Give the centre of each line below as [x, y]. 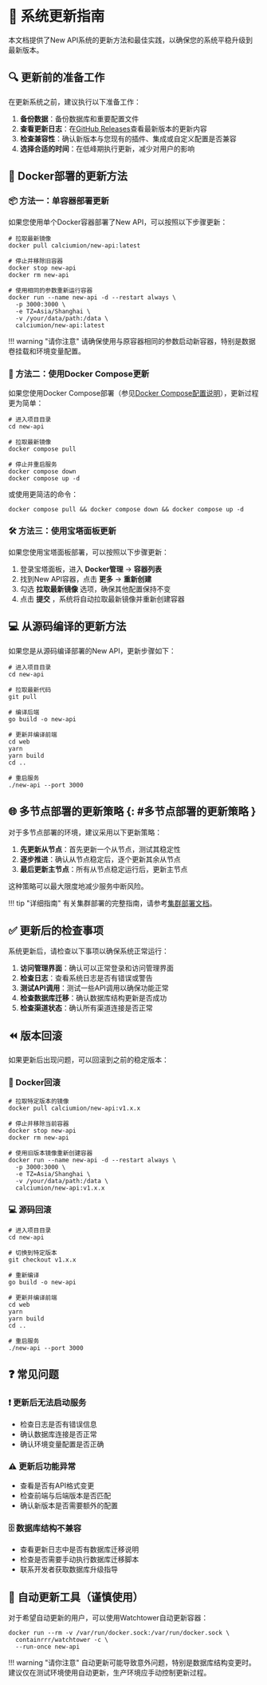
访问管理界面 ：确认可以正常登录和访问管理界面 [96, 968]
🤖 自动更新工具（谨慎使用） [76, 1597]
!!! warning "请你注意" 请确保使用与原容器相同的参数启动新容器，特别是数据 [132, 341]
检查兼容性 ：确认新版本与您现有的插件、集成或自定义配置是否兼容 [128, 138]
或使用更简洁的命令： [43, 494]
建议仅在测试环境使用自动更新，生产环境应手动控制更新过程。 [110, 1672]
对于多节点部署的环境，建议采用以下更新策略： [85, 832]
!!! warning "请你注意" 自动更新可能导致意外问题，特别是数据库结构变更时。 [132, 1662]
